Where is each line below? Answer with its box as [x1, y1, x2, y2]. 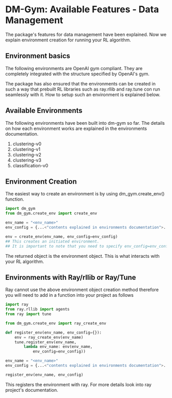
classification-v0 [12, 162, 49, 168]
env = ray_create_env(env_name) [14, 335, 83, 340]
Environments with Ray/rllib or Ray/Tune [5, 273, 137, 282]
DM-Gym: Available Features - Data [5, 4, 159, 15]
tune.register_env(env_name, [14, 339, 77, 345]
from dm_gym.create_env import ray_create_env [5, 321, 106, 326]
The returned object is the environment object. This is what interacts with [5, 253, 160, 259]
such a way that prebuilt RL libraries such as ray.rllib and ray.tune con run [5, 86, 160, 92]
